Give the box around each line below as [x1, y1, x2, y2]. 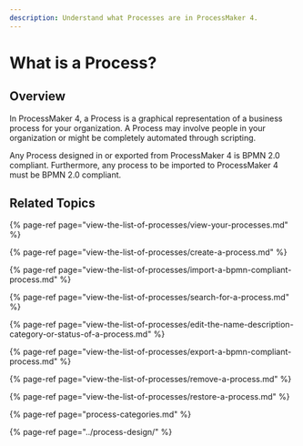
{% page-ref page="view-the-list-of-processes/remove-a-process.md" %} [9, 374, 292, 385]
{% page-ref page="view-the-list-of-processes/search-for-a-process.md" [9, 292, 289, 303]
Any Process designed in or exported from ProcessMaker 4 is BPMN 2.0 [9, 149, 280, 160]
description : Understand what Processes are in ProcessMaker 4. [9, 13, 258, 23]
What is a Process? [9, 52, 157, 73]
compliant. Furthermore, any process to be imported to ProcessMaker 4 [9, 159, 279, 170]
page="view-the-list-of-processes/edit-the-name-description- [57, 319, 294, 330]
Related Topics [9, 196, 96, 211]
